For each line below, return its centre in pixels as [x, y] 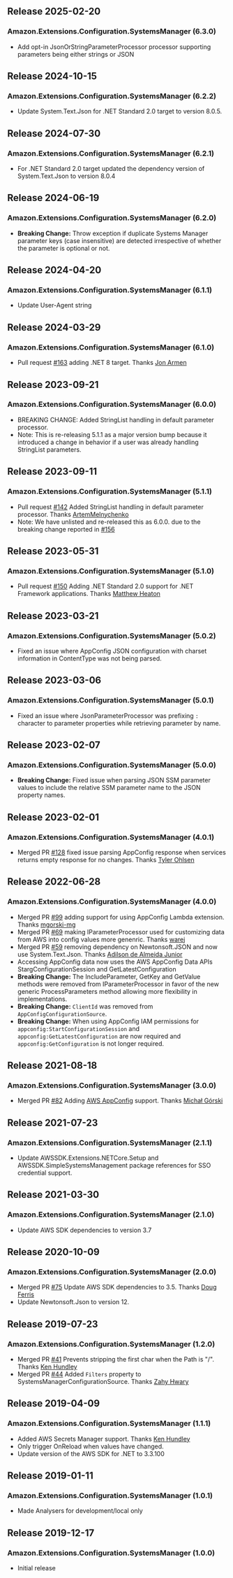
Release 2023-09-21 [53, 385]
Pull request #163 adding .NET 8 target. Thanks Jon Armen [102, 363]
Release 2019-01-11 [50, 1476]
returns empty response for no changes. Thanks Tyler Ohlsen [106, 859]
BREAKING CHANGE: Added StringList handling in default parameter [115, 420]
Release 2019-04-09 [53, 1404]
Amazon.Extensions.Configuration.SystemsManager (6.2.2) [112, 96]
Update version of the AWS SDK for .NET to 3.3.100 [91, 1453]
